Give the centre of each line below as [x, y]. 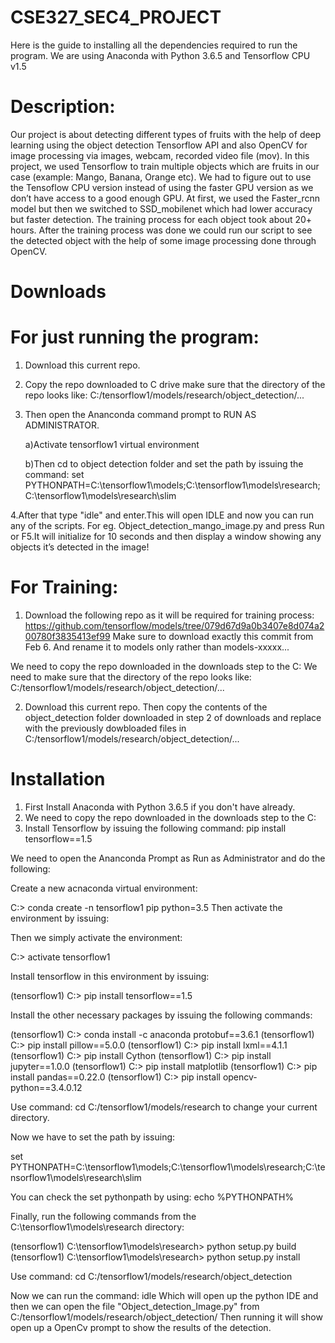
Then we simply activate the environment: [96, 937]
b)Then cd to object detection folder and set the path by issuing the [164, 464]
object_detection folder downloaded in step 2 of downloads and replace [173, 717]
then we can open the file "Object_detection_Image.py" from [135, 1306]
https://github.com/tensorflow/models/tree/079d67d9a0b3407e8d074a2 [174, 625]
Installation [58, 779]
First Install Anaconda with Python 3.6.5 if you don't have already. [160, 807]
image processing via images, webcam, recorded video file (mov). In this [160, 155]
